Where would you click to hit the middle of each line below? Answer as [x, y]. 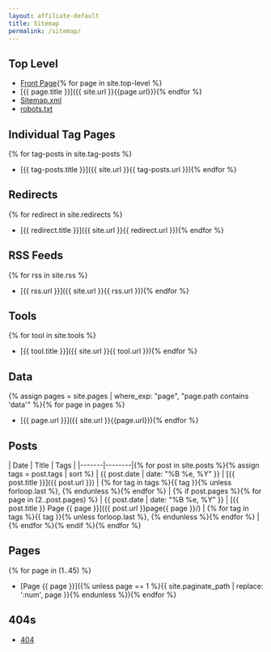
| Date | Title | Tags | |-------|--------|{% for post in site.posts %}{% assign [134, 465]
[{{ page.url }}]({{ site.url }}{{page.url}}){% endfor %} [109, 421]
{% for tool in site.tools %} [53, 336]
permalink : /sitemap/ [45, 31]
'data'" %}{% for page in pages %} [67, 404]
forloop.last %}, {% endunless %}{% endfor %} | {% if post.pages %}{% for [135, 491]
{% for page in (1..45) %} [50, 570]
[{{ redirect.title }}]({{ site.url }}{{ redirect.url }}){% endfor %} [122, 230]
